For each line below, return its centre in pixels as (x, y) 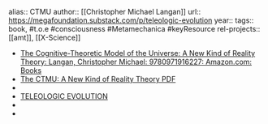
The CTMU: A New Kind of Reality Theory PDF (98, 79)
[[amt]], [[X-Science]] (45, 37)
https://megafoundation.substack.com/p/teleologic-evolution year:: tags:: (131, 20)
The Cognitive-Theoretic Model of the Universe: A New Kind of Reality (138, 53)
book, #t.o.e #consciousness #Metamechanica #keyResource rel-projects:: (134, 29)
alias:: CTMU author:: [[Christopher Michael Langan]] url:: (105, 12)
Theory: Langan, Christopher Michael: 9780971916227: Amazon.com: (136, 62)
